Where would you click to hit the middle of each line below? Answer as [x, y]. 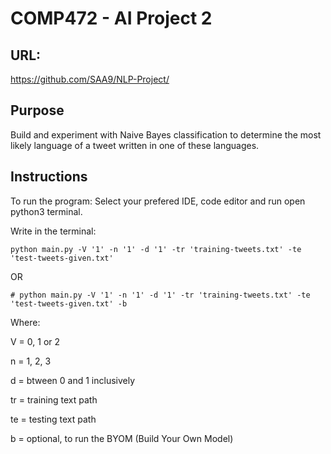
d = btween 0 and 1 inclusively [73, 380]
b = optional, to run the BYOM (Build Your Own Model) [122, 438]
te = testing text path [53, 419]
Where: [25, 322]
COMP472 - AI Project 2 [111, 18]
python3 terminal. [46, 211]
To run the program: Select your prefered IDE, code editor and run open [158, 201]
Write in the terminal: [53, 231]
